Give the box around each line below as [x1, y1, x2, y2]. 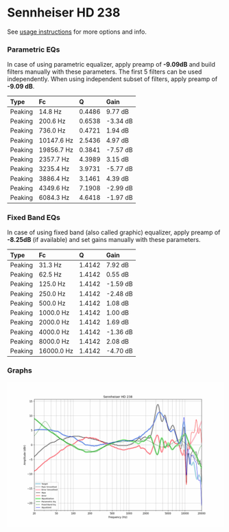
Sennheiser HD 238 [7, 5, 121, 21]
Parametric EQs [7, 45, 60, 54]
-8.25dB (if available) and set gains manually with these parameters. [7, 236, 201, 244]
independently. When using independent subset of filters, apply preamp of [7, 75, 218, 83]
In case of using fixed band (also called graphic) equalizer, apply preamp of [7, 228, 221, 236]
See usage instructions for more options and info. [7, 27, 147, 36]
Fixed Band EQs [7, 212, 60, 222]
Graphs [7, 366, 32, 375]
